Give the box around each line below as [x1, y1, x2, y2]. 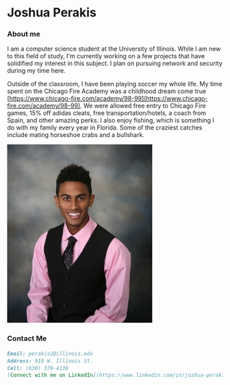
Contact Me [7, 334, 47, 343]
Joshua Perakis [7, 5, 97, 21]
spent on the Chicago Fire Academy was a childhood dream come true [7, 87, 207, 95]
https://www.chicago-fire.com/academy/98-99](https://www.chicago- [9, 95, 208, 103]
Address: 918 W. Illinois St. [7, 358, 94, 364]
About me [7, 29, 41, 39]
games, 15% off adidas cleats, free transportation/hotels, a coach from [7, 109, 207, 117]
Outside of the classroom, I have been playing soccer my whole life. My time [7, 80, 222, 88]
